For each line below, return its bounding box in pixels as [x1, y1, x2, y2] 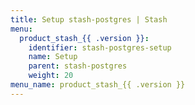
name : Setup [28, 52, 78, 62]
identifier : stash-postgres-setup [28, 42, 172, 53]
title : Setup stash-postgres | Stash [10, 14, 168, 25]
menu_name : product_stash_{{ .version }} [10, 80, 186, 90]
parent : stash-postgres [28, 61, 128, 71]
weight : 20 [28, 71, 74, 81]
